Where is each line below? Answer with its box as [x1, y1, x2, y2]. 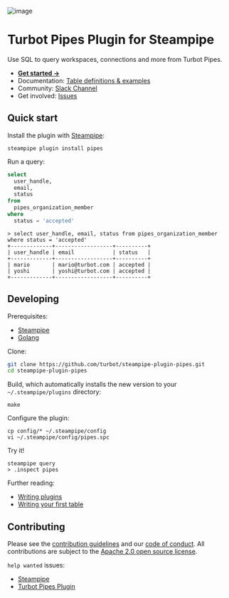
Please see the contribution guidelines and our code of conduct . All [7, 540, 205, 548]
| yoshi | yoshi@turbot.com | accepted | [7, 267, 151, 274]
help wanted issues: [7, 561, 65, 570]
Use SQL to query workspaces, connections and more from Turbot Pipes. [7, 55, 223, 63]
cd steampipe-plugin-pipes [7, 367, 87, 375]
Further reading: [7, 479, 55, 487]
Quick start [7, 112, 58, 124]
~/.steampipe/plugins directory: [7, 388, 102, 396]
